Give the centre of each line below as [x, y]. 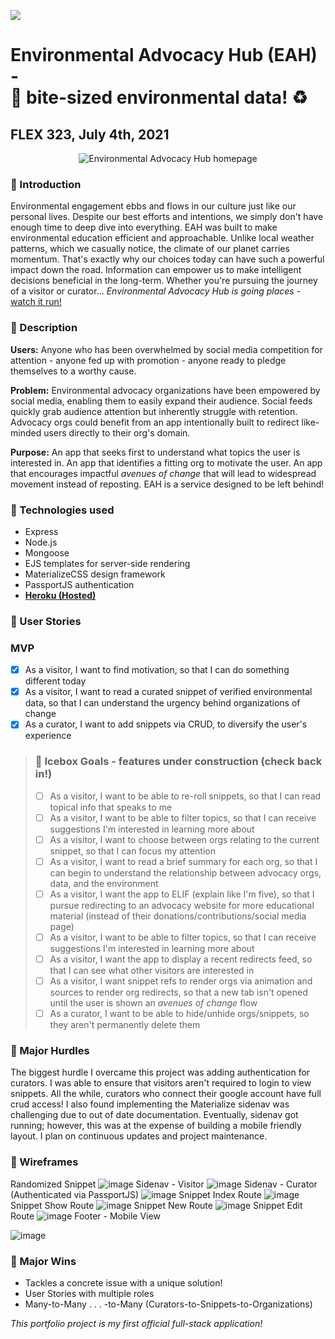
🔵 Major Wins [43, 1261]
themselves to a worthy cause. [73, 371]
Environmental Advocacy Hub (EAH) [164, 55]
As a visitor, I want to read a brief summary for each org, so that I [183, 861]
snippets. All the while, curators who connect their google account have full [166, 1094]
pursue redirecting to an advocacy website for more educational [182, 905]
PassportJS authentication [79, 584]
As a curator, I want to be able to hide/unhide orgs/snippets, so [179, 1014]
